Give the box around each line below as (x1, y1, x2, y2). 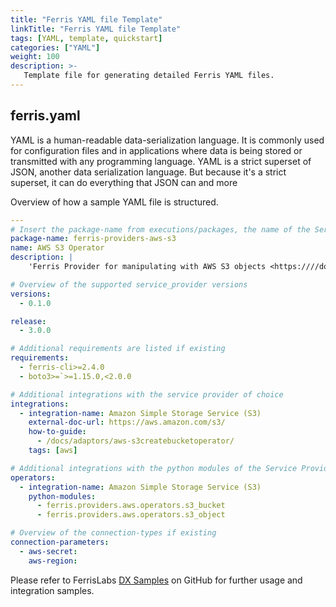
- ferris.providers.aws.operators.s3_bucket (36, 501, 226, 511)
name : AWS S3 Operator (10, 243, 105, 253)
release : (10, 316, 47, 326)
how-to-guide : (28, 427, 87, 437)
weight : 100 (10, 52, 60, 62)
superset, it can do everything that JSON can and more (10, 176, 238, 188)
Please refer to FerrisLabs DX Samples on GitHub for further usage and (10, 574, 303, 586)
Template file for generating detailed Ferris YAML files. (23, 71, 275, 81)
